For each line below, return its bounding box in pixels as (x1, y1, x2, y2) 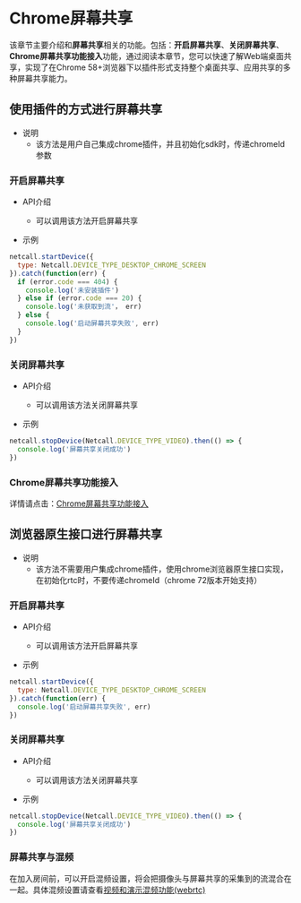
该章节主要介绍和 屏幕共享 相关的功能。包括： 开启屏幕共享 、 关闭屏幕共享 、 (9, 39, 284, 50)
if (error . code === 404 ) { (17, 277, 118, 287)
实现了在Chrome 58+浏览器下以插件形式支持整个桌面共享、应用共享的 (24, 62, 284, 73)
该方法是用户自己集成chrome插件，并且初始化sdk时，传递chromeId (35, 138, 285, 149)
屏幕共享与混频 (9, 851, 74, 864)
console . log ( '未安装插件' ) (25, 286, 119, 295)
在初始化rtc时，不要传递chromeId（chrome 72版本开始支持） (35, 574, 262, 585)
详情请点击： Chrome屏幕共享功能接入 (9, 498, 150, 509)
